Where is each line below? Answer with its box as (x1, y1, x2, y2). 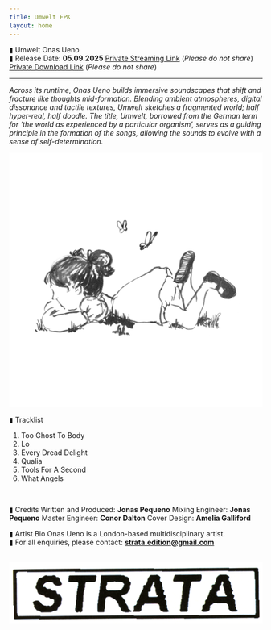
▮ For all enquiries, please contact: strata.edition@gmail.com (9, 537, 215, 547)
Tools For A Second (20, 465, 87, 474)
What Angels (20, 473, 64, 483)
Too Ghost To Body (20, 430, 85, 440)
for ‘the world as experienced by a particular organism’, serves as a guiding (9, 119, 261, 129)
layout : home (9, 21, 53, 30)
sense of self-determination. (9, 136, 104, 146)
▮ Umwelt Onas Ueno (9, 44, 80, 54)
